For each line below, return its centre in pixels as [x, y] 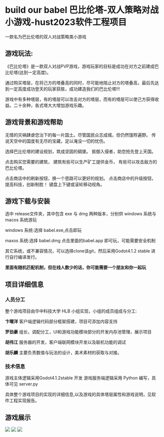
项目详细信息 [24, 284]
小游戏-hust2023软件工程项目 [66, 22]
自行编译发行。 [24, 257]
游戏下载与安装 [28, 201]
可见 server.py [23, 384]
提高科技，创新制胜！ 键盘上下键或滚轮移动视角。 [55, 184]
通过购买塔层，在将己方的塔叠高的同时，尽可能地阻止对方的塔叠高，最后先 [80, 83]
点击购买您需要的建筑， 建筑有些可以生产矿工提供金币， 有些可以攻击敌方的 [81, 162]
